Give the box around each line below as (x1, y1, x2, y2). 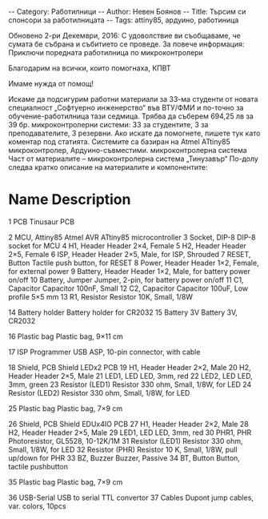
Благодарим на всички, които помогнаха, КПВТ (8, 63, 171, 73)
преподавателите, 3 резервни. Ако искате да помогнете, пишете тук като (8, 128, 261, 138)
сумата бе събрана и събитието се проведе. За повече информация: (8, 39, 245, 49)
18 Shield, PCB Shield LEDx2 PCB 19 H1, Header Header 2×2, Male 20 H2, (8, 362, 251, 372)
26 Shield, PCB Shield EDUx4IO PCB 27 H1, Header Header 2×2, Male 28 (8, 419, 250, 428)
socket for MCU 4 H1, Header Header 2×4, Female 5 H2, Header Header (8, 240, 246, 251)
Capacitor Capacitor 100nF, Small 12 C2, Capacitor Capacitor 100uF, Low (8, 284, 249, 293)
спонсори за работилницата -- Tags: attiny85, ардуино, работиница (8, 15, 239, 25)
